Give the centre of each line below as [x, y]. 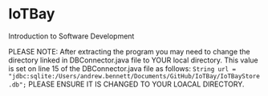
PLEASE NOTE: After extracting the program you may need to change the [129, 51]
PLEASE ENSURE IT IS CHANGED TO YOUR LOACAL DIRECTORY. [136, 84]
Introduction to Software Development [71, 36]
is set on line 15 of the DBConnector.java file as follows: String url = [122, 68]
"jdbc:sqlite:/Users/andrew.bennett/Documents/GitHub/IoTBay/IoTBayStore [134, 76]
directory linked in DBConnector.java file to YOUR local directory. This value [133, 60]
